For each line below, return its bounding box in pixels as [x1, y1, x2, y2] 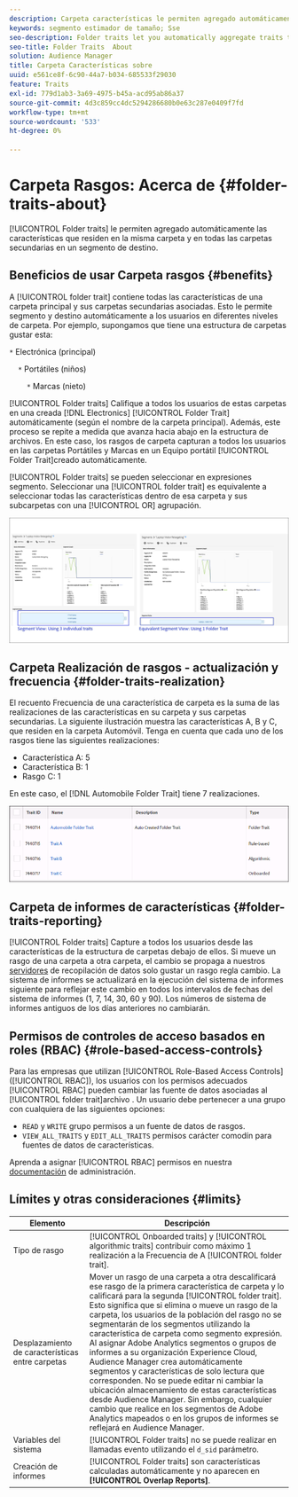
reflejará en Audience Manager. [89, 1422, 205, 1432]
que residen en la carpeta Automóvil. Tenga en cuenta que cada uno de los [9, 725, 284, 736]
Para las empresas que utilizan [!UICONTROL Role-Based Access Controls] [9, 1066, 284, 1077]
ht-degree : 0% [9, 127, 62, 136]
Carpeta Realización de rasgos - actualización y [9, 661, 279, 676]
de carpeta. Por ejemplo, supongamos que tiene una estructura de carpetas [9, 319, 286, 330]
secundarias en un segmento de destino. [9, 242, 159, 253]
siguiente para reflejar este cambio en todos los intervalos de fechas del [9, 984, 273, 995]
